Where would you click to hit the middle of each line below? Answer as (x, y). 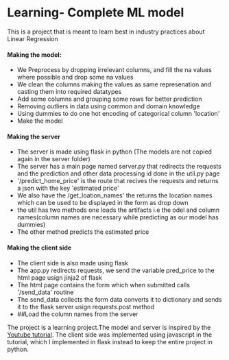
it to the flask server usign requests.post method (86, 307)
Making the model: (34, 55)
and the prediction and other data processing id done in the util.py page (118, 173)
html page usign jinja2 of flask (60, 277)
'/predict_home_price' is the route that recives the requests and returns (118, 181)
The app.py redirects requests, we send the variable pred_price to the (116, 270)
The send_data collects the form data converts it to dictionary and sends (120, 299)
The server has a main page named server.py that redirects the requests (119, 167)
